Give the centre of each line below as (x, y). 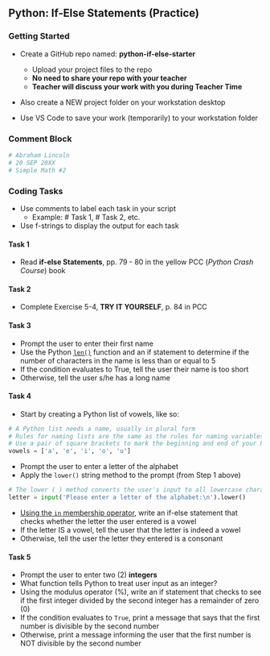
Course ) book (43, 271)
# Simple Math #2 (37, 170)
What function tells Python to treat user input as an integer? (119, 583)
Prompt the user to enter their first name (87, 343)
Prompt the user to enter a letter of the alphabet (99, 467)
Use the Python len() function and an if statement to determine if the (135, 352)
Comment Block (40, 139)
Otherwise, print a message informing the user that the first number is (135, 635)
